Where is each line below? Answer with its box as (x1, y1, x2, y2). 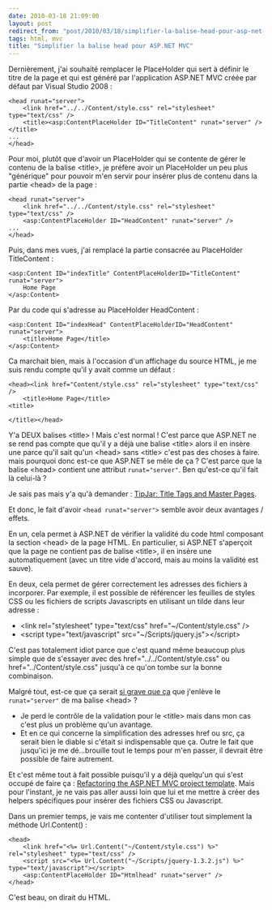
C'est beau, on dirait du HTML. (8, 893, 111, 903)
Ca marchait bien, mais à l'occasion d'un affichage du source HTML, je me (8, 356, 257, 366)
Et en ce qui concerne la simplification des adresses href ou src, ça (19, 728, 245, 738)
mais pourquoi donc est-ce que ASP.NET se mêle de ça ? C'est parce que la (8, 456, 262, 466)
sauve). (8, 564, 34, 573)
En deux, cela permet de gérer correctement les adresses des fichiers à (8, 579, 249, 589)
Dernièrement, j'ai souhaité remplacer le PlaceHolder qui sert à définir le (8, 64, 249, 74)
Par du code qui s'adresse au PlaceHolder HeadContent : (8, 305, 200, 315)
